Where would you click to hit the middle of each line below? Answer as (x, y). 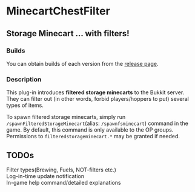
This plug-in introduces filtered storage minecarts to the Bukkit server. (95, 92)
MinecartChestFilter (58, 11)
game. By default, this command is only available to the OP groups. (90, 130)
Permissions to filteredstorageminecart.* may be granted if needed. (93, 136)
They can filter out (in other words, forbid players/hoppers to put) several (97, 99)
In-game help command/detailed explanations (64, 182)
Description (24, 79)
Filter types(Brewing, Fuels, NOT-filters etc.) (61, 170)
